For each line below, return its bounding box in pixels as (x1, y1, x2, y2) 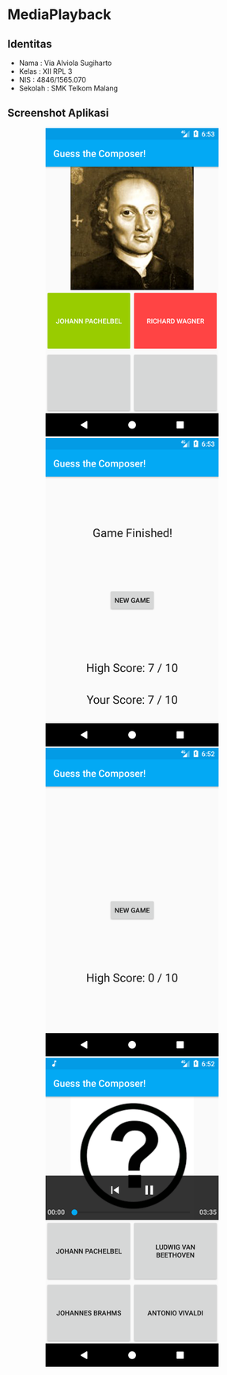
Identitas (7, 37, 52, 51)
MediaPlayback (7, 6, 112, 24)
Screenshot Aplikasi (7, 106, 109, 120)
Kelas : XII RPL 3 (18, 67, 73, 76)
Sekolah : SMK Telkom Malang (18, 83, 119, 93)
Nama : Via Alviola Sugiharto (18, 58, 112, 67)
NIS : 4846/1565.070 (18, 75, 86, 84)
